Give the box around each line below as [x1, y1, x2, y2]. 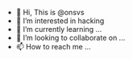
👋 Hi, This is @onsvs [15, 8, 85, 17]
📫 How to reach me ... [15, 42, 91, 51]
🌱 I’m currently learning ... [15, 25, 102, 33]
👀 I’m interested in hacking [15, 16, 105, 26]
